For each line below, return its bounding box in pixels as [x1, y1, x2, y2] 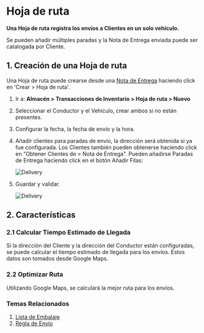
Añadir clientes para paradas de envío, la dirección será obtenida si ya [15, 137, 192, 144]
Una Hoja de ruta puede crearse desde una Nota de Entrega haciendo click [6, 76, 195, 84]
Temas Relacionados [6, 299, 70, 308]
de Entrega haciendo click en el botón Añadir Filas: [15, 156, 144, 164]
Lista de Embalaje [15, 313, 60, 321]
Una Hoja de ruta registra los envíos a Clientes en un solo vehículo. [6, 24, 179, 32]
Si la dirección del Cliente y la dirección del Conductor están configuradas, [6, 242, 195, 249]
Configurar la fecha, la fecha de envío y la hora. [15, 125, 136, 133]
